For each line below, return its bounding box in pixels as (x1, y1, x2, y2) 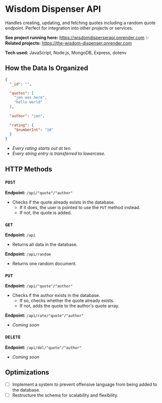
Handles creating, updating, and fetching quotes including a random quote (5, 20, 156, 26)
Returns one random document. (12, 260, 77, 267)
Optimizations (5, 368, 49, 377)
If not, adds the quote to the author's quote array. (19, 303, 120, 309)
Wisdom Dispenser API (5, 3, 101, 15)
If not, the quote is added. (19, 210, 72, 216)
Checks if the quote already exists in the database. (12, 199, 115, 205)
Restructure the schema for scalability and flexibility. (12, 392, 119, 398)
